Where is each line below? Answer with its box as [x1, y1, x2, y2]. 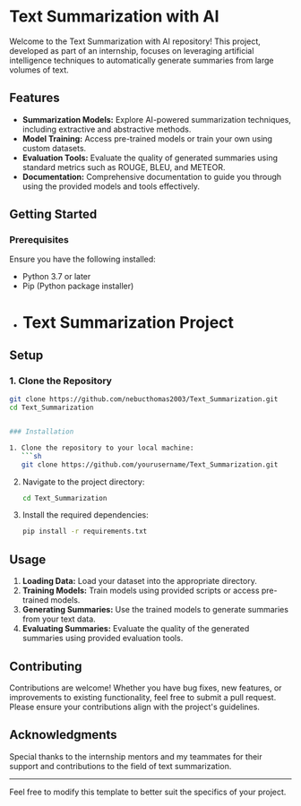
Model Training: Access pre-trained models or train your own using [21, 133, 273, 144]
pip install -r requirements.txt [21, 527, 148, 536]
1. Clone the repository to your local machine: [9, 443, 194, 452]
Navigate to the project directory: [21, 476, 145, 487]
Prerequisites [9, 234, 69, 246]
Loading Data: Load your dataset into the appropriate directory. [21, 576, 257, 587]
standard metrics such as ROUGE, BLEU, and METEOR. [21, 161, 226, 172]
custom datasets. [21, 142, 87, 153]
